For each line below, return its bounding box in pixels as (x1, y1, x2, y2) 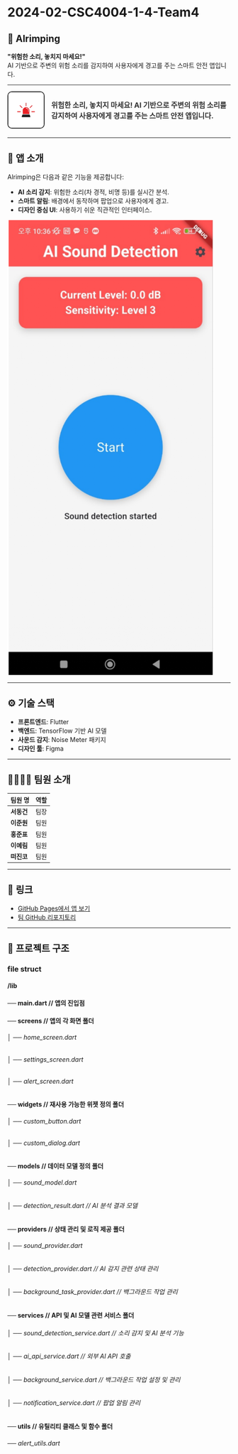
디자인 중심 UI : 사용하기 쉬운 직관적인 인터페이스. (17, 205, 152, 214)
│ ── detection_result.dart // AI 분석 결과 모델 (7, 1202, 138, 1210)
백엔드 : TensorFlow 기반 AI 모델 (17, 726, 108, 735)
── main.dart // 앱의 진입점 (7, 999, 85, 1007)
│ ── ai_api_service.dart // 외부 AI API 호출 (7, 1352, 131, 1361)
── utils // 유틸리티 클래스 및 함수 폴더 (7, 1422, 113, 1431)
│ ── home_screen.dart (7, 1033, 76, 1042)
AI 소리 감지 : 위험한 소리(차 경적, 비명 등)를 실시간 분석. (17, 188, 170, 196)
